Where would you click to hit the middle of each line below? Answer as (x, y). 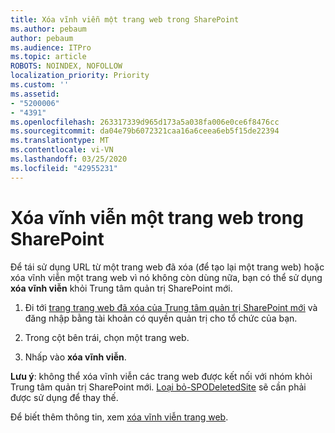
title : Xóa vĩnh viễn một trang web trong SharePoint (125, 19)
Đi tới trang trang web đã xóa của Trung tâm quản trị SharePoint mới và (171, 307)
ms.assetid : (35, 94)
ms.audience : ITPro (51, 47)
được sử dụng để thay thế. (64, 397)
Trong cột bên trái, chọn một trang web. (107, 337)
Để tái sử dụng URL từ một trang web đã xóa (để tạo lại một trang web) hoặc (167, 267)
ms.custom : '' (40, 85)
